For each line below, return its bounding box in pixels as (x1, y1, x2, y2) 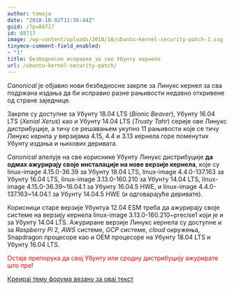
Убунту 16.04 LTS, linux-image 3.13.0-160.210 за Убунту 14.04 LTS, (7, 175, 200, 183)
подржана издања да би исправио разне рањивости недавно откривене (7, 89, 225, 97)
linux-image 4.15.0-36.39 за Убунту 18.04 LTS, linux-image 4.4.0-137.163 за (7, 167, 224, 176)
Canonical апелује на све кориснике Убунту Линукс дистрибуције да (7, 153, 213, 161)
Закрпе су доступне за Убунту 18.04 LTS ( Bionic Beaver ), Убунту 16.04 (7, 109, 215, 118)
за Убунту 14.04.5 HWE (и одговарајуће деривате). (52, 190, 203, 198)
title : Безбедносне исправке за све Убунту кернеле (7, 56, 161, 63)
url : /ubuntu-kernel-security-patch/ (7, 62, 117, 69)
